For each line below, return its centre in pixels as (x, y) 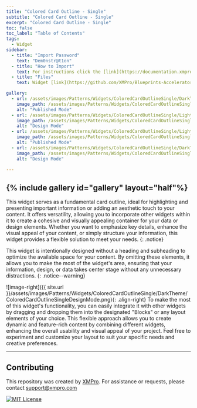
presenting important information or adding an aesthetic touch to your (90, 208)
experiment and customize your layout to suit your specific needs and (90, 337)
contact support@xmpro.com (42, 388)
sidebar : (17, 50)
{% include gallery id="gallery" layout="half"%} (97, 188)
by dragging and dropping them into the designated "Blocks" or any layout (96, 312)
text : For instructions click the (59, 72)
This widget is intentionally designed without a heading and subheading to (96, 251)
